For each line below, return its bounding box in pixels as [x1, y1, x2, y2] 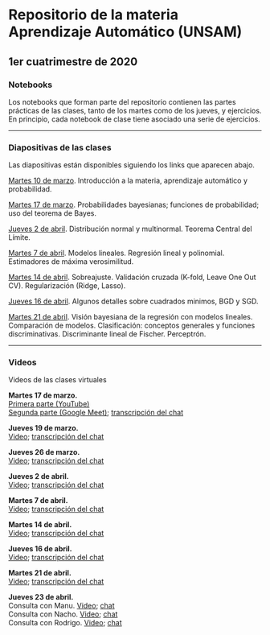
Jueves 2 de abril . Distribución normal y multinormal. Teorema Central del [8, 224, 252, 234]
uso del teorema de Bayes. [8, 208, 96, 218]
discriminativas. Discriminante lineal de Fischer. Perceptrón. [8, 329, 207, 339]
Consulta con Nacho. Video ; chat [8, 609, 118, 619]
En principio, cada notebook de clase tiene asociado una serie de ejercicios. [8, 114, 261, 124]
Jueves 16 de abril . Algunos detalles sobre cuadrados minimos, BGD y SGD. [8, 296, 259, 307]
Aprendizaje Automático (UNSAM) [8, 23, 243, 41]
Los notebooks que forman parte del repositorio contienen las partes [8, 97, 236, 106]
